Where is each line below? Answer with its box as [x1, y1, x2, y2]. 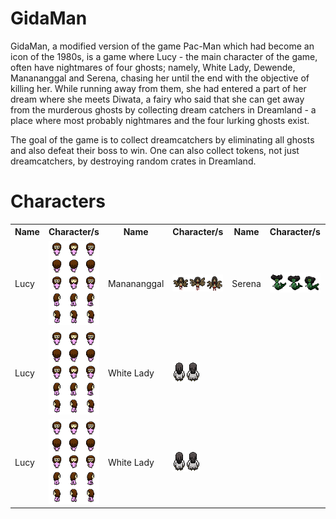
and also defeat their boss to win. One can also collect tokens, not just [10, 144, 300, 156]
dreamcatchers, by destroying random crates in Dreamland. [10, 155, 257, 167]
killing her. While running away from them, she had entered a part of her [10, 82, 307, 94]
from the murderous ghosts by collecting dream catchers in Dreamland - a [10, 103, 317, 116]
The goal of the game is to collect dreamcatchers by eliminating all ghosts [10, 133, 315, 146]
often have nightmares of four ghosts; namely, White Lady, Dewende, [10, 61, 296, 73]
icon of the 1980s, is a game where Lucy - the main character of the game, [10, 50, 318, 62]
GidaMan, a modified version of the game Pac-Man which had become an [10, 40, 315, 52]
